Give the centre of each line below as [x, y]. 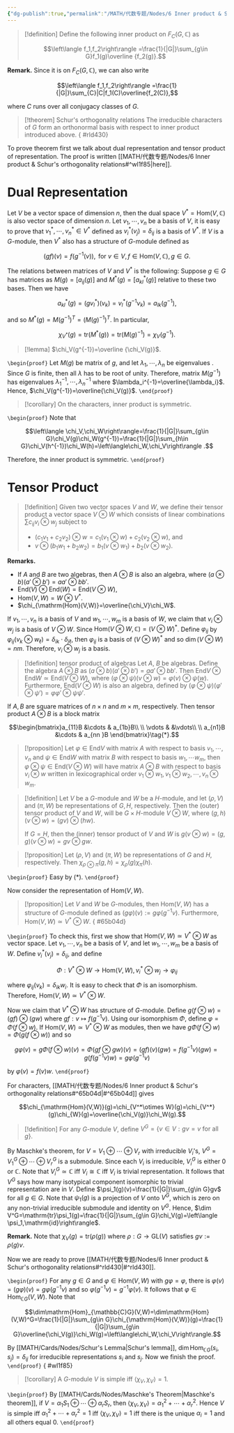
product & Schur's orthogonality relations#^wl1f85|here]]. [89, 164]
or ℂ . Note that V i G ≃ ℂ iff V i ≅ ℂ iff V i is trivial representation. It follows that [116, 1172]
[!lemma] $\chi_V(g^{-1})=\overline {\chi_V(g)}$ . [93, 350]
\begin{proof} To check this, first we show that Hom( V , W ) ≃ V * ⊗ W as [112, 936]
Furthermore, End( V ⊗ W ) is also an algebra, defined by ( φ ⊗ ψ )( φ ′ [123, 685]
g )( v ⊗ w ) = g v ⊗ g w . [58, 841]
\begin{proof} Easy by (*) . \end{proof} [63, 877]
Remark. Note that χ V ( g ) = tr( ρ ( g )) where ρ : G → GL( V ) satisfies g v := [109, 1237]
